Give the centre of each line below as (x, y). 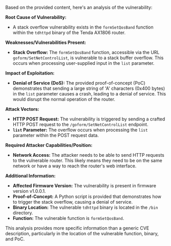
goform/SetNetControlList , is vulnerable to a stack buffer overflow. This (88, 58)
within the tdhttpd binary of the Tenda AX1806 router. (69, 32)
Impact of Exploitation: (30, 73)
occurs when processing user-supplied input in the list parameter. (83, 63)
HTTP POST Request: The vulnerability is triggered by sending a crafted (89, 119)
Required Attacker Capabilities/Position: (49, 145)
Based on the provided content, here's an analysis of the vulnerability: (79, 7)
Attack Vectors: (22, 109)
